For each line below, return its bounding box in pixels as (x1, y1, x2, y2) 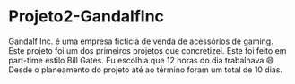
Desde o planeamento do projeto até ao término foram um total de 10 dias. (8, 64, 283, 75)
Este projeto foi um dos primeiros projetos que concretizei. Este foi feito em (8, 45, 287, 55)
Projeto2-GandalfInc (8, 6, 165, 27)
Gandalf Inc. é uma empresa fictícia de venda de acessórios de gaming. (8, 36, 274, 46)
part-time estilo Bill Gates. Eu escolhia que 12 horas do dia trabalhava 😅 (8, 55, 275, 65)
